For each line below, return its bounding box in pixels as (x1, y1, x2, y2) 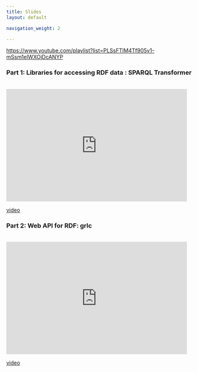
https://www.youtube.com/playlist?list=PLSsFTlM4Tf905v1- (6, 47, 155, 54)
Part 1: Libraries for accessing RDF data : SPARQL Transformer (6, 69, 192, 77)
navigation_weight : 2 (6, 25, 61, 31)
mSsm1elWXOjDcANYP (6, 54, 63, 61)
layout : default (6, 14, 47, 20)
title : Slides (6, 8, 42, 15)
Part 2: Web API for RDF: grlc (6, 221, 92, 229)
